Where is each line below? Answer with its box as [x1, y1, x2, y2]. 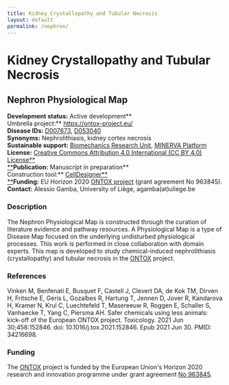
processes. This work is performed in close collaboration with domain [7, 239, 204, 247]
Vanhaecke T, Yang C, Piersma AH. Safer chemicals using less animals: [7, 308, 208, 316]
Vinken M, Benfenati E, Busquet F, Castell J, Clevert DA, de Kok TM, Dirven [7, 286, 218, 295]
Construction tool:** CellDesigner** [7, 171, 108, 179]
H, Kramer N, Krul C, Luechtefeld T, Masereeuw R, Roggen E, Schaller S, [7, 301, 211, 309]
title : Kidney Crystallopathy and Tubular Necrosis [7, 10, 158, 17]
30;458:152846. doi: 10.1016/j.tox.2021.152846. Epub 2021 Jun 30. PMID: [7, 323, 212, 331]
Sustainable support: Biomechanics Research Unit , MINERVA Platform [7, 141, 207, 149]
